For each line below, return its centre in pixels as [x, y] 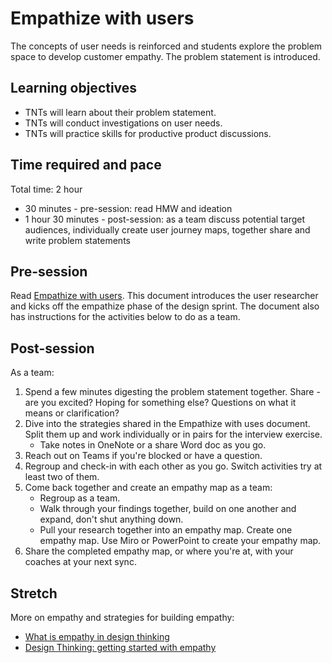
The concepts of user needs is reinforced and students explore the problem [166, 46]
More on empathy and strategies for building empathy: [122, 617]
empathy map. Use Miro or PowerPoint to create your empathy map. [180, 541]
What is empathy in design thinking [97, 636]
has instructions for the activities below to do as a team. [125, 317]
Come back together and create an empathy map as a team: [148, 488]
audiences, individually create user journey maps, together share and [167, 229]
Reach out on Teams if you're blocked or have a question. [143, 456]
